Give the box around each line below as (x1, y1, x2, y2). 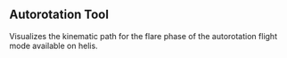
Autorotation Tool (9, 7, 110, 22)
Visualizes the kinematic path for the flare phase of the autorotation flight (9, 30, 278, 41)
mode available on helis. (9, 40, 98, 51)
